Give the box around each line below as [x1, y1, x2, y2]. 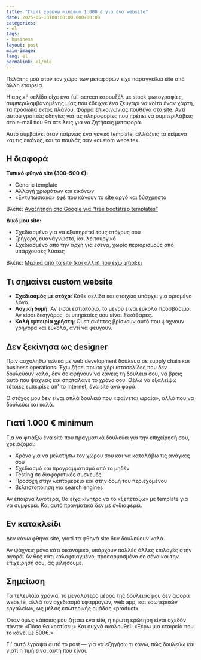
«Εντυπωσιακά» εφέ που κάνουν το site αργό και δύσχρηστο [14, 194, 166, 201]
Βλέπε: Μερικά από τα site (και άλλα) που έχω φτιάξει [6, 259, 142, 267]
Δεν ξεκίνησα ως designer [6, 341, 108, 352]
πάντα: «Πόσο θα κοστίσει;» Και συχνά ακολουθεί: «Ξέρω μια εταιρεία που [6, 623, 194, 630]
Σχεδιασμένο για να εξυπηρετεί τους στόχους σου [14, 228, 141, 236]
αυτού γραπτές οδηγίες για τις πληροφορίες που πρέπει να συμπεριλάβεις [6, 112, 193, 120]
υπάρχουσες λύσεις [14, 247, 65, 255]
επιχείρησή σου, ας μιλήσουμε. [6, 559, 84, 566]
